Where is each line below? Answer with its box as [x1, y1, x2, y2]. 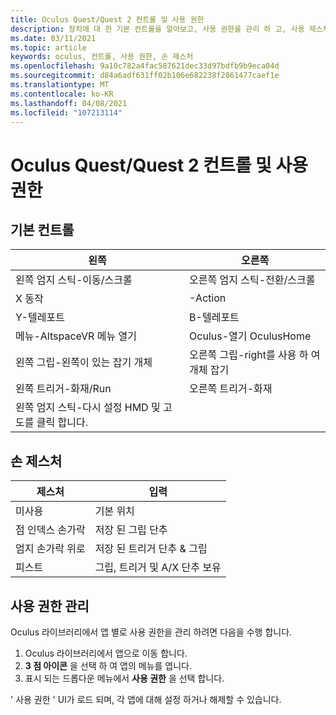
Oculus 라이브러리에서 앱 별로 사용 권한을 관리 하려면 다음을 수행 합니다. [10, 626, 293, 638]
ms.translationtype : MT [10, 80, 110, 90]
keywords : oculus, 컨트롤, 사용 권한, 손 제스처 [10, 52, 194, 62]
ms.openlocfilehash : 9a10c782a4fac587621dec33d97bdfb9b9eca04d [10, 61, 280, 71]
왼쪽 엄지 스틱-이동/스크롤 [15, 273, 133, 287]
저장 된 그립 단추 [94, 523, 168, 537]
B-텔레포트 [189, 311, 240, 325]
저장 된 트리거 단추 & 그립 [94, 542, 208, 556]
